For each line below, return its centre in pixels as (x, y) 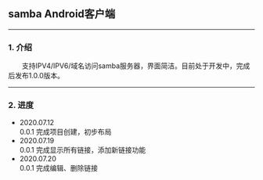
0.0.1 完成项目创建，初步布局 (65, 132)
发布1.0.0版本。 (40, 76)
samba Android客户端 (62, 14)
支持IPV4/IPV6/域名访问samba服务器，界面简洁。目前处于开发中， (130, 66)
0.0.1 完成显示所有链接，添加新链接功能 (83, 150)
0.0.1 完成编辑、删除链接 (58, 168)
